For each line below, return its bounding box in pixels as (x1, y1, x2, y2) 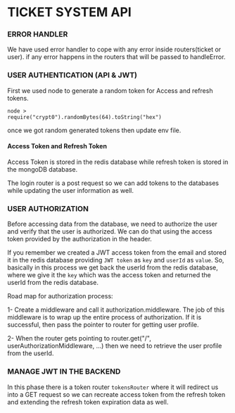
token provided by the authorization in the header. (7, 235, 153, 243)
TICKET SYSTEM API (7, 4, 132, 20)
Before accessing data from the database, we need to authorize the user (7, 220, 218, 229)
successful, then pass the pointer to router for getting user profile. (7, 321, 199, 329)
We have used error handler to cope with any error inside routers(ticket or (7, 45, 222, 53)
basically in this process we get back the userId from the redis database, (7, 263, 218, 272)
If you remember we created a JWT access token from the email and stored (7, 248, 227, 257)
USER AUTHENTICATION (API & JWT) (7, 70, 137, 80)
